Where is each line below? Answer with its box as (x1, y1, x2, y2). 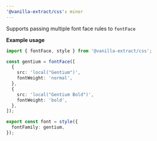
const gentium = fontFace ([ (6, 59, 76, 65)
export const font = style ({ (6, 119, 78, 125)
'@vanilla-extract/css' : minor (6, 8, 84, 15)
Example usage (6, 36, 45, 43)
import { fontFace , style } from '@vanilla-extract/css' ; (6, 48, 152, 54)
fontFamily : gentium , (11, 124, 65, 130)
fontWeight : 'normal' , (17, 75, 73, 81)
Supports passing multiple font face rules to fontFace (6, 25, 136, 32)
